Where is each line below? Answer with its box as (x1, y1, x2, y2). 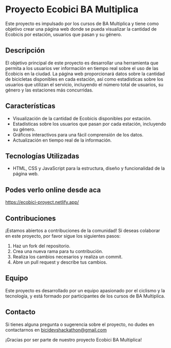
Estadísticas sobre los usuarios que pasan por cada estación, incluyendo (12, 121, 166, 127)
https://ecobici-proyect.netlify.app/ (5, 199, 79, 205)
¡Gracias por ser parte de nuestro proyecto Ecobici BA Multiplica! (5, 336, 142, 343)
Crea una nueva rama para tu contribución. (12, 248, 104, 254)
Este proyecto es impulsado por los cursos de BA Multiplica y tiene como (5, 20, 159, 27)
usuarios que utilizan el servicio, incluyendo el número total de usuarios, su (5, 81, 164, 87)
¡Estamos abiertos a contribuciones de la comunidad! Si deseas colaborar (5, 227, 160, 234)
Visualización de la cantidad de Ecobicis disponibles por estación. (12, 115, 152, 121)
